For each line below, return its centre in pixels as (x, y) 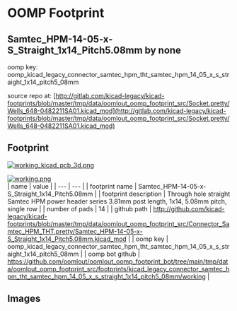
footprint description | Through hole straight (166, 194)
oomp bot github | (114, 254)
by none (163, 50)
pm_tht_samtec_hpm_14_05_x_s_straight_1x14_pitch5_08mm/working (107, 276)
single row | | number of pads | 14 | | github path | (80, 209)
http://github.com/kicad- (189, 209)
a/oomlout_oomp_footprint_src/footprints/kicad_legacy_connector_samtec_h (118, 269)
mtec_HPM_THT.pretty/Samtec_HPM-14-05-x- (75, 231)
